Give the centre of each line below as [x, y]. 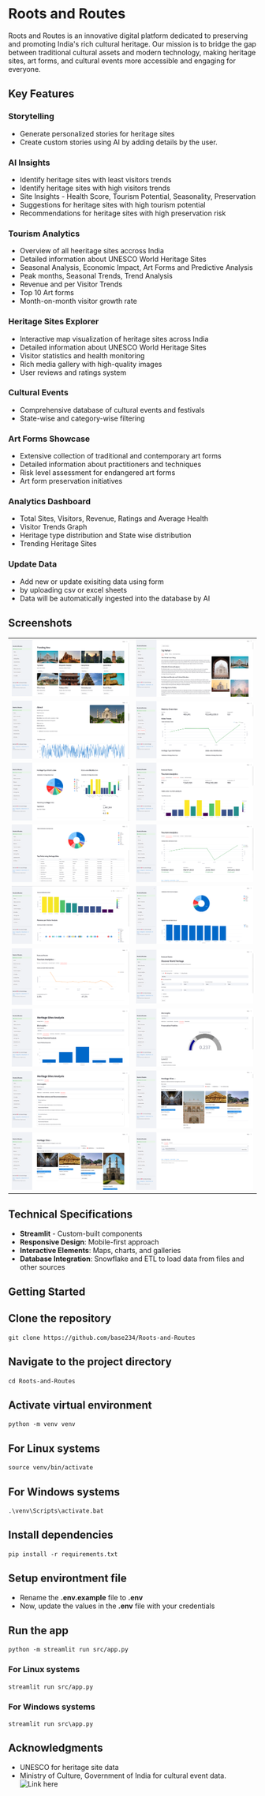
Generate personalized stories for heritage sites [97, 133]
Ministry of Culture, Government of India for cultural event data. [123, 1775]
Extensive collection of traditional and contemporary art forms [121, 456]
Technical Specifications [71, 1215]
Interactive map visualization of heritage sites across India [114, 339]
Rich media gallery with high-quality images [91, 364]
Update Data [33, 564]
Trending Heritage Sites [58, 544]
